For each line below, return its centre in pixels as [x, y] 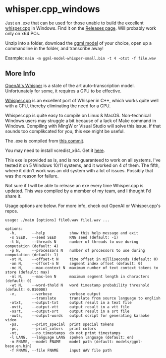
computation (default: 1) [32, 255]
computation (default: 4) [32, 246]
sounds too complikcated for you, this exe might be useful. [65, 131]
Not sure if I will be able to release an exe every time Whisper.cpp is [74, 185]
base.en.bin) [19, 346]
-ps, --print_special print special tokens [62, 324]
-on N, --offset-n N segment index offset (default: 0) [76, 263]
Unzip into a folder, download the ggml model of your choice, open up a [79, 43]
